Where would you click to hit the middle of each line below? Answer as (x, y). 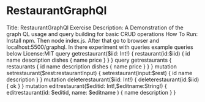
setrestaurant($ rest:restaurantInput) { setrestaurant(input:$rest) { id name (99, 73)
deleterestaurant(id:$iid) (169, 79)
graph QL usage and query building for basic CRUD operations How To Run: (102, 34)
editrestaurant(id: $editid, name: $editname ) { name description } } (91, 92)
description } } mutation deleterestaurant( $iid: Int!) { (72, 79)
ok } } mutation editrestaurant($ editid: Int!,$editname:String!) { (88, 86)
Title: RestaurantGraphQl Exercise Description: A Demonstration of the (95, 27)
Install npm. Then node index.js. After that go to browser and (83, 40)
